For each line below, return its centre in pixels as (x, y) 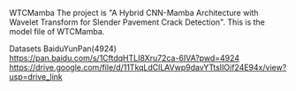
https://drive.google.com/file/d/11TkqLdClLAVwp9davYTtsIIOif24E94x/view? (148, 67)
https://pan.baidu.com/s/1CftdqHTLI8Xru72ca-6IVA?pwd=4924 (125, 58)
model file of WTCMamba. (57, 31)
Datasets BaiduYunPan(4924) (63, 49)
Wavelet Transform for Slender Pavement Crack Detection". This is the (137, 22)
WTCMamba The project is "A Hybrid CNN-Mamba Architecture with (134, 13)
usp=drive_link (36, 77)
